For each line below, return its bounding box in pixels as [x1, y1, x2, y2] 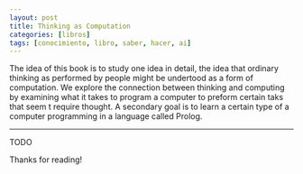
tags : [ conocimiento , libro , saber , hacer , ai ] [9, 38, 192, 48]
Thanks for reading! [9, 154, 83, 165]
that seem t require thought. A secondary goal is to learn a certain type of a [9, 101, 290, 113]
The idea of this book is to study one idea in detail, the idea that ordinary [9, 63, 280, 74]
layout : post [9, 13, 59, 23]
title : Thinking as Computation [9, 22, 131, 31]
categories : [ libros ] [9, 30, 91, 39]
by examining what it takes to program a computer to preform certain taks [9, 92, 284, 103]
